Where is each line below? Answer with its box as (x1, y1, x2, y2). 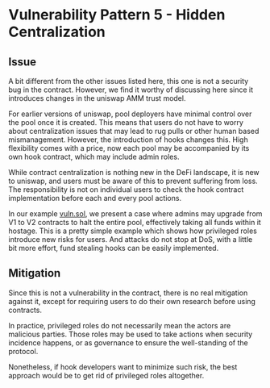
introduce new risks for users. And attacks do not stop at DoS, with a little (8, 235, 253, 244)
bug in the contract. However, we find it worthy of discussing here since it (8, 85, 254, 94)
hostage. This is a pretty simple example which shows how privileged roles (8, 226, 258, 236)
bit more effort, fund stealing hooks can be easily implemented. (8, 244, 219, 252)
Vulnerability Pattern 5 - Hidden (8, 6, 226, 24)
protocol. (8, 346, 39, 356)
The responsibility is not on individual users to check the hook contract (8, 185, 244, 194)
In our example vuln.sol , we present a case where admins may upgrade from (8, 209, 263, 219)
